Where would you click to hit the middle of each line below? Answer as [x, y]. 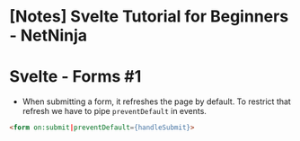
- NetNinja [49, 35]
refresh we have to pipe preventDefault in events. [114, 111]
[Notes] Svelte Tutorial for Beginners [149, 17]
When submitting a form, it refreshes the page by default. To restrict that [157, 101]
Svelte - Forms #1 [75, 77]
